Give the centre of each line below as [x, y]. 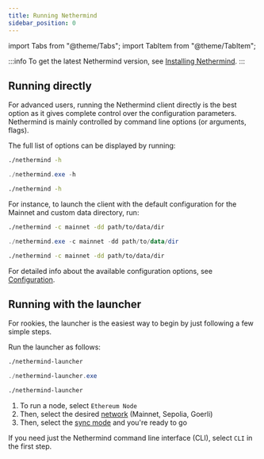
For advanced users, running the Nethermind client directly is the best [122, 105]
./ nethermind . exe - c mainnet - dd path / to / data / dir [94, 241]
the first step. [30, 446]
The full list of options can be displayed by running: [92, 146]
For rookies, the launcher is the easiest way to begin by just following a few [131, 323]
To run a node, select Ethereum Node [78, 405]
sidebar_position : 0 [42, 23]
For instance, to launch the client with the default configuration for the [122, 204]
